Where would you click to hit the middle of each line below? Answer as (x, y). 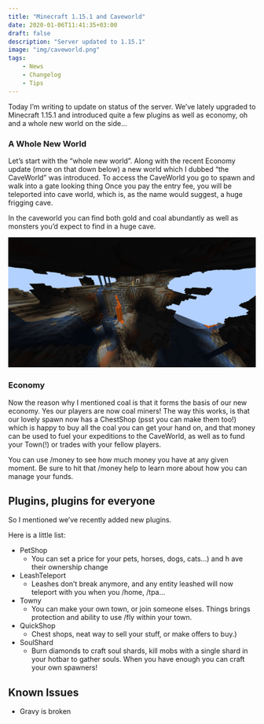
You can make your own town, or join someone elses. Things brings (141, 609)
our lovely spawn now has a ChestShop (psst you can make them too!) (123, 419)
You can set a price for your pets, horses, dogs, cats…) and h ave (137, 559)
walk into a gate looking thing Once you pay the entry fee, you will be (120, 186)
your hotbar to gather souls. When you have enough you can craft (138, 659)
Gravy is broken (45, 711)
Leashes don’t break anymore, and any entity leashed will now (132, 584)
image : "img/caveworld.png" (54, 50)
